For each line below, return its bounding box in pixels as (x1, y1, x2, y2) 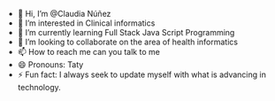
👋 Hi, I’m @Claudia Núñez (17, 9, 111, 19)
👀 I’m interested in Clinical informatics (17, 18, 156, 28)
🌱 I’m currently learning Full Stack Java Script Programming (17, 27, 235, 37)
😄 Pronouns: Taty (17, 59, 84, 70)
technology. (17, 82, 62, 92)
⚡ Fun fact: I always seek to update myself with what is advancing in (17, 69, 267, 80)
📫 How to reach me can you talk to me (17, 47, 161, 57)
